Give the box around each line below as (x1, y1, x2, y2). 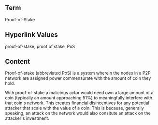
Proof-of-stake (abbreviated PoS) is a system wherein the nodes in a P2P (5, 70, 151, 76)
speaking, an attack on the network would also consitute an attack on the (5, 111, 151, 116)
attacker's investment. (5, 115, 49, 121)
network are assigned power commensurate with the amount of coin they (5, 75, 151, 81)
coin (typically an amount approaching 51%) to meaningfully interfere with (5, 95, 153, 101)
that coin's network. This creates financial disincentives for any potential (5, 100, 150, 106)
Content (5, 57, 30, 66)
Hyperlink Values (5, 31, 58, 39)
